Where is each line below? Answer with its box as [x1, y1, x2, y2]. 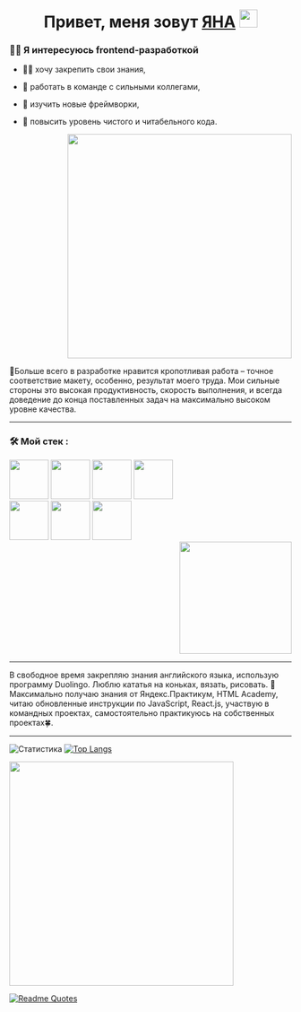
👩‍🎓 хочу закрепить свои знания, [21, 64, 146, 75]
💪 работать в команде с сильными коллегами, [21, 82, 201, 92]
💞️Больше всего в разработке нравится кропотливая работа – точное [9, 366, 274, 377]
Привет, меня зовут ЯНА [43, 12, 236, 32]
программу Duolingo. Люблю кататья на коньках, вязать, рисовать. [9, 678, 269, 690]
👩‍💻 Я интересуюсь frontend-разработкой [9, 44, 199, 57]
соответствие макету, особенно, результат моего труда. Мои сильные [9, 375, 280, 386]
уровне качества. [9, 404, 77, 414]
